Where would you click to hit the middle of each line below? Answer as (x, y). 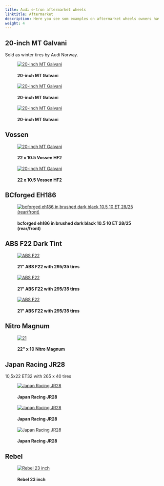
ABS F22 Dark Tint (33, 244)
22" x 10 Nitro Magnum (41, 349)
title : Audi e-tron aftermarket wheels (46, 10)
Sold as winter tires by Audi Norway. (41, 55)
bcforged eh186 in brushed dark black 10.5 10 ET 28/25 (74, 223)
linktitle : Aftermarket (29, 14)
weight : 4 (15, 23)
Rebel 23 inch (31, 479)
